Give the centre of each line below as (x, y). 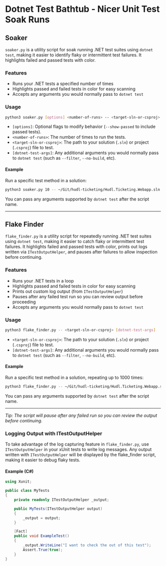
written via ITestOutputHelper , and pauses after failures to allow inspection (81, 252)
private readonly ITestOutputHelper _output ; (62, 500)
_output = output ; (42, 518)
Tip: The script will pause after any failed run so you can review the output (81, 415)
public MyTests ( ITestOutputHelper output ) (58, 509)
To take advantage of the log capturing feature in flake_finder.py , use (77, 444)
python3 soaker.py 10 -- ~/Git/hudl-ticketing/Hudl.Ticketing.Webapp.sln (83, 189)
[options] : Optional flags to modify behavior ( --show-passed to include (84, 126)
